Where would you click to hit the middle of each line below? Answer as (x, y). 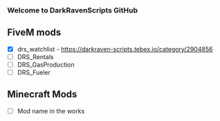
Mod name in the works (51, 111)
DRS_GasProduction (46, 65)
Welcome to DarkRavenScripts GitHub (73, 10)
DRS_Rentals (35, 56)
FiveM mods (34, 33)
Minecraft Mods (42, 95)
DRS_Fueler (34, 72)
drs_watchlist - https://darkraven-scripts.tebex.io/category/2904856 (115, 49)
